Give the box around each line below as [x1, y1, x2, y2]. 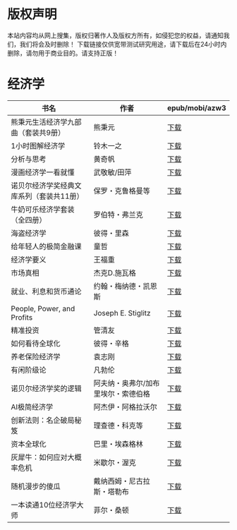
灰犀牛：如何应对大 [11, 452, 75, 462]
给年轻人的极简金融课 [11, 241, 83, 251]
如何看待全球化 [11, 338, 61, 348]
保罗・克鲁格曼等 [93, 186, 150, 195]
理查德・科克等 [93, 421, 143, 430]
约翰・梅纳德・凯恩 [93, 281, 157, 291]
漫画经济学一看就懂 [11, 167, 75, 177]
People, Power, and [11, 303, 75, 313]
